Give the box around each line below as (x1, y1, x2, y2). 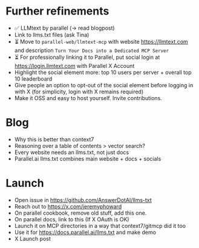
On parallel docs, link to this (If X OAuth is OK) (14, 215, 129, 223)
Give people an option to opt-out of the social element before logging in (14, 81, 194, 89)
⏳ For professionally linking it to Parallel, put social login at (14, 53, 160, 61)
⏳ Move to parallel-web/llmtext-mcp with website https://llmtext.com (14, 38, 188, 45)
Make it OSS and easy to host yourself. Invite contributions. (14, 94, 163, 101)
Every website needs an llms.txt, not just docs (14, 149, 129, 156)
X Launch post (14, 235, 51, 242)
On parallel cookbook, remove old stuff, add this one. (14, 209, 147, 216)
